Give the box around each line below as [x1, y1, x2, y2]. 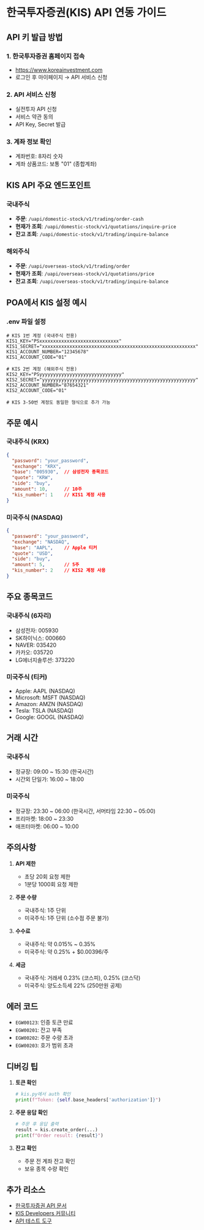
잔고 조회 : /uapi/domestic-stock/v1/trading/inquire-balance [15, 231, 169, 238]
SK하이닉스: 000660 [15, 634, 66, 642]
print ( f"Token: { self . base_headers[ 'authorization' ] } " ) [15, 1097, 161, 1103]
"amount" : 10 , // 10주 [12, 486, 83, 493]
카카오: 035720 [15, 648, 53, 656]
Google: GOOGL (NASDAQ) [15, 713, 85, 721]
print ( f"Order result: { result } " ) [15, 1132, 104, 1139]
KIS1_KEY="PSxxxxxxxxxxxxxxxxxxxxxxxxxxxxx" [6, 338, 122, 344]
